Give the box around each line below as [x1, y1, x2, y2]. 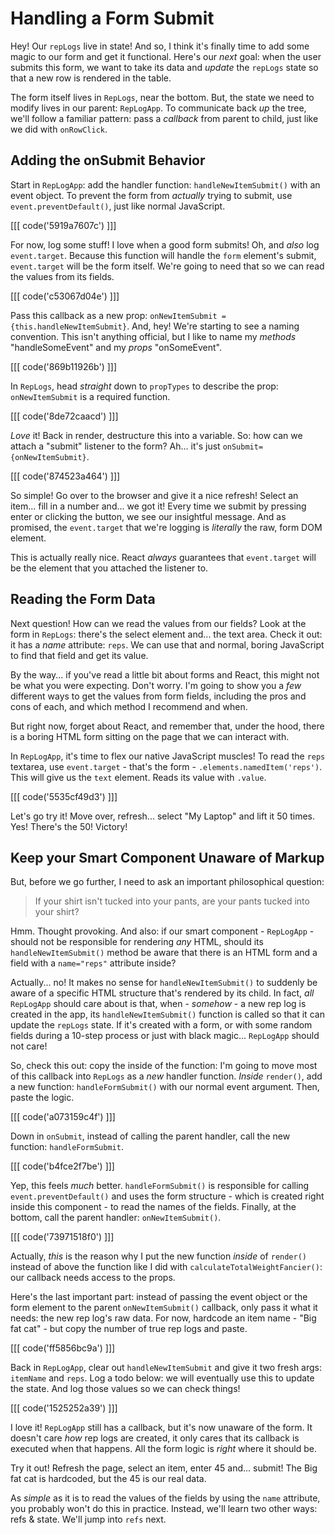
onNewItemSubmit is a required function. [10, 390, 171, 402]
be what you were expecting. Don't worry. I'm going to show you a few [10, 679, 302, 691]
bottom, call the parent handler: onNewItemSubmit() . [10, 1212, 222, 1224]
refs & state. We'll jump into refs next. [10, 1513, 167, 1526]
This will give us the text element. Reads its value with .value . [10, 771, 267, 783]
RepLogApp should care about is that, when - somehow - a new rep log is [10, 998, 307, 1010]
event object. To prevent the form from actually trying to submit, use [10, 189, 293, 201]
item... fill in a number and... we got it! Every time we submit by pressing [10, 500, 307, 512]
